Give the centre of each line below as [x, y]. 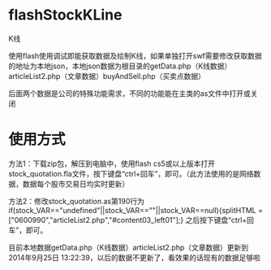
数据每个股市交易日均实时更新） [76, 184]
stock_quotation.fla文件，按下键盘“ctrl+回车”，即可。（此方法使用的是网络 [131, 173]
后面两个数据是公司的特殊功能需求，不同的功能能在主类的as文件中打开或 [130, 93]
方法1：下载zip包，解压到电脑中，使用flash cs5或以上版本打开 [112, 163]
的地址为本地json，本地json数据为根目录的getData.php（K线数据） [120, 66]
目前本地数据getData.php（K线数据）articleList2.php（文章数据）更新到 [129, 247]
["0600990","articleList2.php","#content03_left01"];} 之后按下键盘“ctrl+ [128, 220]
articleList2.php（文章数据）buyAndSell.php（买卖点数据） [107, 76]
